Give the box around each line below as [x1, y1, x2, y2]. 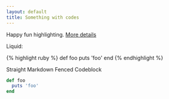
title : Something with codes [6, 14, 79, 20]
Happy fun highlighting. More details [6, 31, 97, 38]
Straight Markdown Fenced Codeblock [6, 65, 102, 73]
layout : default [6, 8, 47, 15]
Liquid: [6, 43, 23, 50]
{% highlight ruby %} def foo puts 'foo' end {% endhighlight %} [6, 54, 164, 61]
